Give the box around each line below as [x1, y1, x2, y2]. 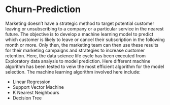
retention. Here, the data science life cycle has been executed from [5, 52, 146, 59]
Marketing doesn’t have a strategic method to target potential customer [5, 20, 155, 26]
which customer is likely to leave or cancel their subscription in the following [5, 37, 165, 43]
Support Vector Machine [12, 84, 64, 90]
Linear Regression [12, 79, 51, 85]
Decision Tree [12, 95, 42, 101]
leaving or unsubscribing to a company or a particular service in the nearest [5, 25, 164, 31]
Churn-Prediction [5, 4, 81, 15]
